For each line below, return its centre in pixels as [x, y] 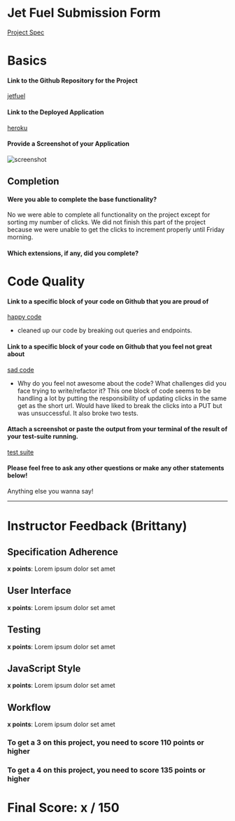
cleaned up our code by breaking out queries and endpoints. [105, 330]
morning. [20, 237]
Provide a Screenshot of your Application [69, 144]
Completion [33, 181]
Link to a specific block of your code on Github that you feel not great [110, 346]
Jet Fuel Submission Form [84, 13]
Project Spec [26, 32]
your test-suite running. [43, 437]
